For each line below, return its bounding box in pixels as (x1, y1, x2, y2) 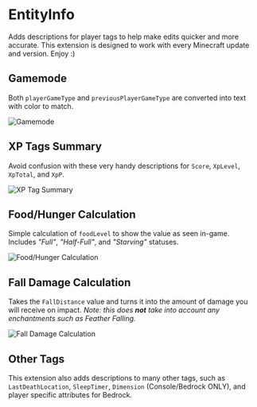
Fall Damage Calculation (8, 276, 131, 289)
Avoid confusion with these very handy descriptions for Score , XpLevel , (8, 161, 240, 170)
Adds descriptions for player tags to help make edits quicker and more (8, 32, 239, 41)
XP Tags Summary (8, 140, 102, 153)
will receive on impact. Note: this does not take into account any (8, 305, 220, 315)
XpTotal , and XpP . (8, 169, 65, 179)
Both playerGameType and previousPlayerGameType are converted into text (8, 93, 247, 103)
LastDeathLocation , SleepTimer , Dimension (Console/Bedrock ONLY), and (8, 382, 246, 391)
